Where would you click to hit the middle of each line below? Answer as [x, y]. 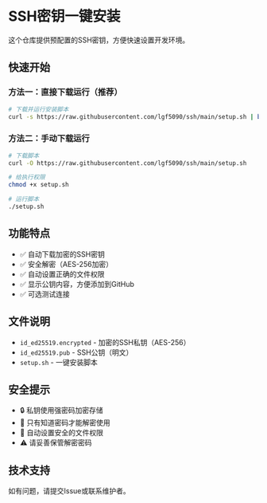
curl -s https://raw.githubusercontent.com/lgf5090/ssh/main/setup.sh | [131, 116]
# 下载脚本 [24, 155]
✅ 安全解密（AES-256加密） [66, 264]
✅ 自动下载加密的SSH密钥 [62, 254]
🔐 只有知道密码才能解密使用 [65, 422]
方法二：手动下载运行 [49, 139]
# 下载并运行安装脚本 [39, 109]
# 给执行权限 [27, 177]
